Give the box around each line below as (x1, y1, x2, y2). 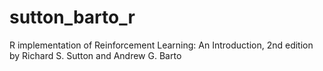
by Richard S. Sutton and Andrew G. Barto (9, 49, 182, 61)
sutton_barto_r (9, 6, 136, 29)
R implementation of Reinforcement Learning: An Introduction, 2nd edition (9, 39, 314, 51)
